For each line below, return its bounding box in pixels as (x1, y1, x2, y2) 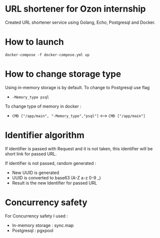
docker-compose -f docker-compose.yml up (5, 52, 90, 57)
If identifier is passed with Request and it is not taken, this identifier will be (5, 145, 153, 151)
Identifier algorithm (5, 130, 85, 141)
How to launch (5, 36, 64, 48)
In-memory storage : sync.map (12, 222, 74, 228)
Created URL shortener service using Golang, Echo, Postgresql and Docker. (5, 19, 156, 25)
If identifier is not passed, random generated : (5, 160, 97, 166)
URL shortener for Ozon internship (5, 3, 146, 15)
